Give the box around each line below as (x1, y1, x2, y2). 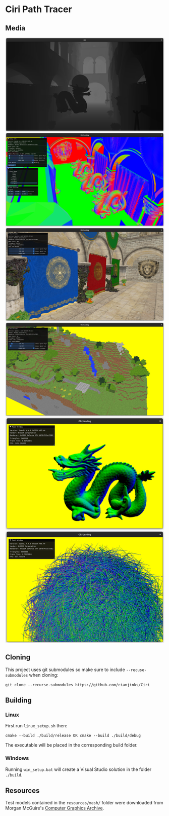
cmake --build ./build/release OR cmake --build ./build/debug (5, 733, 141, 738)
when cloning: (29, 672, 59, 678)
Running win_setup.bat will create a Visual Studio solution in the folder (5, 766, 152, 772)
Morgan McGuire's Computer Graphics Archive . (5, 805, 104, 811)
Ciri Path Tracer (5, 4, 72, 15)
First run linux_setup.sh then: (5, 723, 68, 729)
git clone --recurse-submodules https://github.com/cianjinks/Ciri (5, 682, 150, 687)
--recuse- (126, 667, 147, 673)
